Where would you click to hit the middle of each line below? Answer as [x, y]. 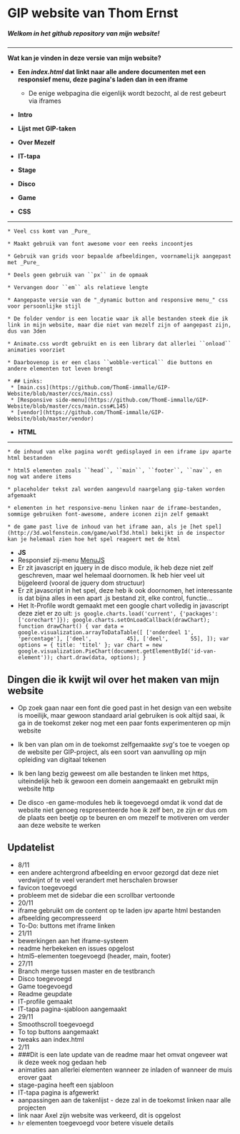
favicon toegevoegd [47, 888]
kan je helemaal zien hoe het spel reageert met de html [94, 540]
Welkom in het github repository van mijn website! [84, 33]
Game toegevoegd [45, 986]
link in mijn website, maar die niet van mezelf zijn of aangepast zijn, [120, 325]
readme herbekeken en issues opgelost [76, 948]
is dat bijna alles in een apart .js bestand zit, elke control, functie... [115, 598]
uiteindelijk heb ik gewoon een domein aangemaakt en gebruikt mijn [118, 781]
